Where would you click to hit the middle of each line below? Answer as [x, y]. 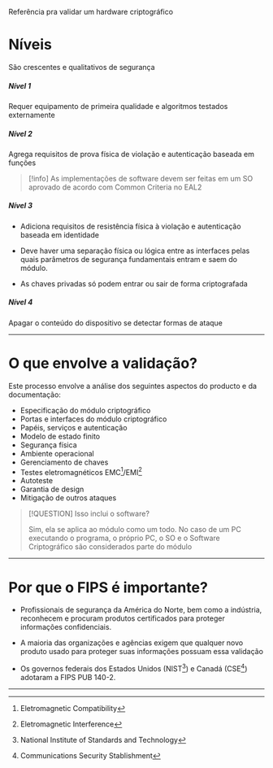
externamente [32, 115]
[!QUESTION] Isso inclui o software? [89, 514]
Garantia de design [52, 489]
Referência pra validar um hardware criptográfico [91, 12]
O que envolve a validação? [103, 363]
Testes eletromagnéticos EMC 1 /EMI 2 [81, 471]
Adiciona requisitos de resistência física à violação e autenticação [130, 226]
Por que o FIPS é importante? [108, 587]
